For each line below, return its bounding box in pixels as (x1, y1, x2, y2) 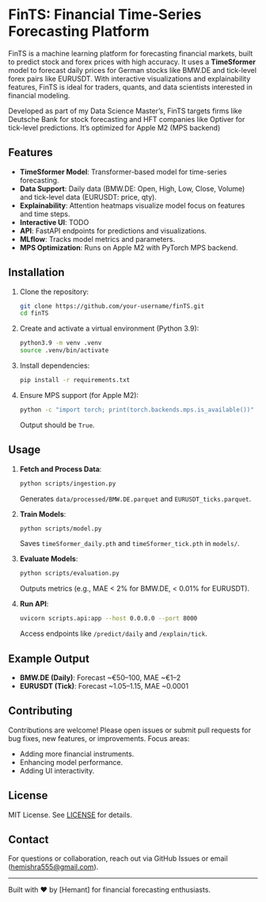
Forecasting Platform (8, 22, 150, 40)
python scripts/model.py (19, 525, 102, 533)
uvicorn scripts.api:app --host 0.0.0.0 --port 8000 (19, 614, 198, 623)
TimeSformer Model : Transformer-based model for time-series (19, 166, 227, 176)
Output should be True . (19, 420, 95, 430)
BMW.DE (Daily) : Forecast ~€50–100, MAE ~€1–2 (19, 672, 181, 682)
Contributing (8, 704, 73, 718)
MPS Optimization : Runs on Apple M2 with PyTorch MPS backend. (19, 243, 238, 252)
